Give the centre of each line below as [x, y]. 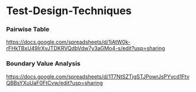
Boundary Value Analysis [43, 64]
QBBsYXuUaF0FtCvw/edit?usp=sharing [55, 83]
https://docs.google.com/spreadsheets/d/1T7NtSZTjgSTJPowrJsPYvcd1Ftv [98, 76]
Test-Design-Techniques [69, 11]
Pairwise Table [28, 29]
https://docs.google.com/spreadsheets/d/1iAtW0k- [68, 42]
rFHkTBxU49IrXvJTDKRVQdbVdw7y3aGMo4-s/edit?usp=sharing [86, 48]
